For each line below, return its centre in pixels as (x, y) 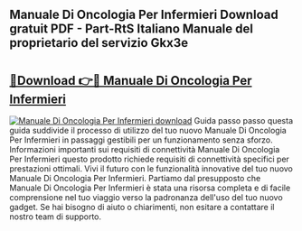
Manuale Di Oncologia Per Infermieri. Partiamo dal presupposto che (135, 178)
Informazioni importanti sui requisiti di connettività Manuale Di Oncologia (145, 149)
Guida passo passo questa (244, 120)
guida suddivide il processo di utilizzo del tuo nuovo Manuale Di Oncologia (148, 130)
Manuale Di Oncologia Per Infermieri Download (144, 15)
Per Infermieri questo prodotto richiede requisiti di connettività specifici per (149, 159)
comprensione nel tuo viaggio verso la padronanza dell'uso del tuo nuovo (146, 197)
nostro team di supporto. (56, 217)
